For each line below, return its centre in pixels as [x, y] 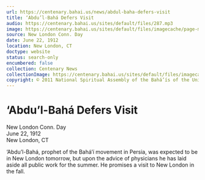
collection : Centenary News [42, 69]
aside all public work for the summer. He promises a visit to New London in [100, 165]
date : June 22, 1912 [33, 40]
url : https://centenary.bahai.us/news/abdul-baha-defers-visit [88, 12]
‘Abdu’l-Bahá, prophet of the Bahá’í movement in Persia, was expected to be [102, 152]
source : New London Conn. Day [45, 35]
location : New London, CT [39, 46]
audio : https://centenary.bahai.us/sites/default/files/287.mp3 [90, 23]
